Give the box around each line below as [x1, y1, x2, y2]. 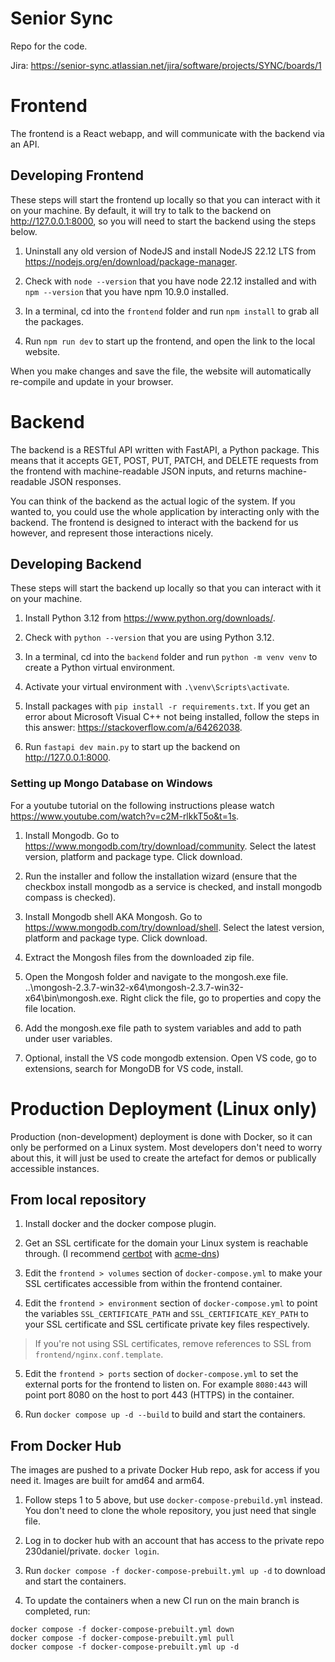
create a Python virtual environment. [24, 662, 176, 674]
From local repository [10, 1192, 147, 1209]
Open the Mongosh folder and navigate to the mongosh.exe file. [24, 970, 289, 982]
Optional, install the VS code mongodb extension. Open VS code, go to [24, 1052, 317, 1064]
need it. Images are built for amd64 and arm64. [10, 1475, 205, 1487]
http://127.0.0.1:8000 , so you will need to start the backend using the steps [10, 215, 317, 227]
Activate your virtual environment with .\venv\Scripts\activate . [24, 681, 290, 693]
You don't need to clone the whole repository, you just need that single [24, 1505, 317, 1517]
